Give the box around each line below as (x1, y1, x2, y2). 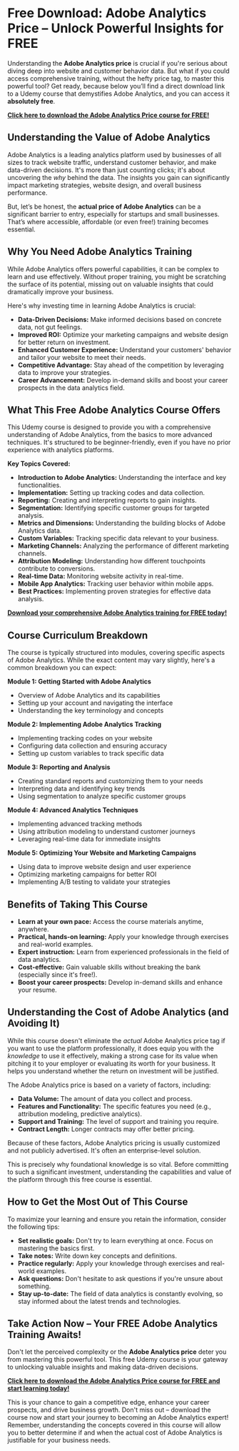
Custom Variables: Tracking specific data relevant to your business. (17, 534, 219, 543)
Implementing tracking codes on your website (17, 734, 153, 743)
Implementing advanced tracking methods (17, 820, 143, 828)
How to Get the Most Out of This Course (7, 1196, 188, 1208)
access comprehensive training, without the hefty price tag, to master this (7, 74, 225, 83)
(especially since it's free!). (17, 970, 98, 979)
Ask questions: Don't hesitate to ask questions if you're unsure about (17, 1274, 223, 1282)
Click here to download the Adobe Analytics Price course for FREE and (7, 1377, 220, 1385)
